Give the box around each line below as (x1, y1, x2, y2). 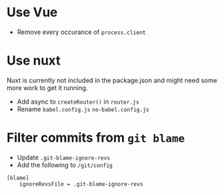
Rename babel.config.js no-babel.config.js (16, 104, 150, 113)
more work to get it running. (6, 83, 88, 92)
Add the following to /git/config (16, 160, 113, 169)
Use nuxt (6, 52, 61, 69)
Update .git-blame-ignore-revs (16, 153, 111, 162)
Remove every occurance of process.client (16, 28, 146, 36)
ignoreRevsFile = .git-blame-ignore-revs (19, 180, 143, 188)
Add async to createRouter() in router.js (16, 97, 140, 106)
